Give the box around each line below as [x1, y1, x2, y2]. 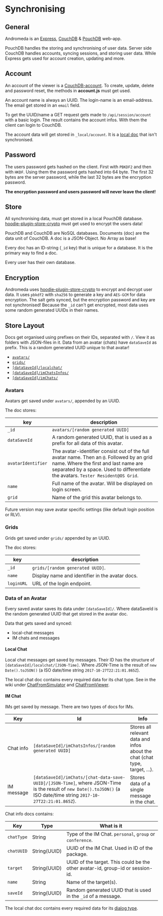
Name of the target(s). [66, 879, 117, 886]
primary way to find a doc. [5, 250, 58, 256]
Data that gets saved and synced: [5, 620, 72, 626]
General [5, 23, 30, 31]
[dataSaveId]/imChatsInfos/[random [33, 743, 115, 748]
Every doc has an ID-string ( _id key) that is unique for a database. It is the [5, 245, 153, 251]
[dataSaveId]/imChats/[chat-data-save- [33, 775, 125, 780]
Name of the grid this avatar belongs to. [51, 494, 142, 501]
